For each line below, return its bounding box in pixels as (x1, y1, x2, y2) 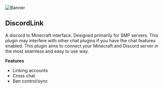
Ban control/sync (12, 78, 48, 84)
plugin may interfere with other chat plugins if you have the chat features (5, 37, 156, 43)
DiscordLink (5, 19, 44, 27)
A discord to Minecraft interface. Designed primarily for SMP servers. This (5, 32, 158, 38)
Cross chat (12, 73, 35, 79)
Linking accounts (12, 67, 48, 73)
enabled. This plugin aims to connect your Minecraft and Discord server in (5, 43, 159, 49)
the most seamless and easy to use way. (5, 48, 89, 54)
